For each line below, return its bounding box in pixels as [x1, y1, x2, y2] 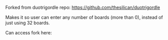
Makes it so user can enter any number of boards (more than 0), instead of [5, 14, 163, 20]
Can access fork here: [5, 30, 52, 35]
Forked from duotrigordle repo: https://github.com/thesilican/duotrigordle [5, 5, 160, 10]
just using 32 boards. [5, 20, 50, 26]
